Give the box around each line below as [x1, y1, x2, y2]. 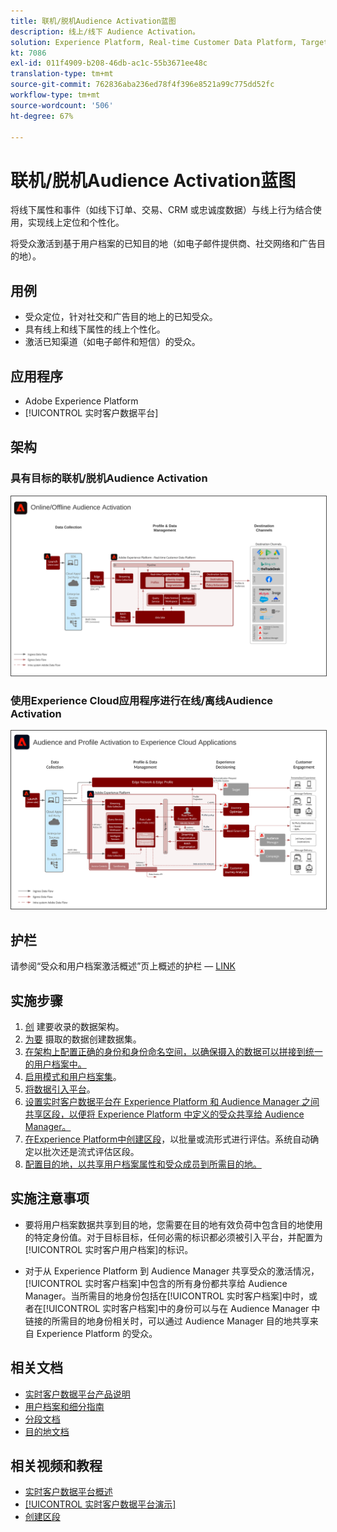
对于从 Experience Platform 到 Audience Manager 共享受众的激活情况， [24, 1265, 320, 1277]
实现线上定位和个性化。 [27, 216, 125, 229]
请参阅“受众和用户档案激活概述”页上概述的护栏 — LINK [10, 960, 236, 972]
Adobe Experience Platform [24, 395, 139, 407]
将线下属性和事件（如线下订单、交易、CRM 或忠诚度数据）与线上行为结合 [10, 204, 313, 216]
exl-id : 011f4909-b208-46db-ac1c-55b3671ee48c [10, 58, 208, 69]
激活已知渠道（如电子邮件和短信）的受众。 [24, 336, 201, 348]
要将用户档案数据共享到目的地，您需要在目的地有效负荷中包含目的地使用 [24, 1218, 323, 1230]
